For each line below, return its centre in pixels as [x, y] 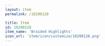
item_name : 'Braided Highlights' [39, 32]
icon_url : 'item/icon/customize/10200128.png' [53, 36]
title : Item [17, 23]
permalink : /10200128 [27, 14]
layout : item [18, 9]
